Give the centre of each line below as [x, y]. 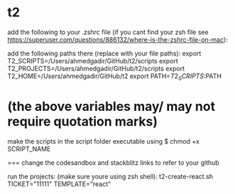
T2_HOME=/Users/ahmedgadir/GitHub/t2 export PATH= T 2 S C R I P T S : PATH [115, 77]
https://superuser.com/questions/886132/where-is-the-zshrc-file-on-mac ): [118, 39]
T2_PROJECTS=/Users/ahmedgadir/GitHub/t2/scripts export [96, 68]
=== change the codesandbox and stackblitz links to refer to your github [114, 162]
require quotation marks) [83, 121]
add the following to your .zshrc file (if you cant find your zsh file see [108, 32]
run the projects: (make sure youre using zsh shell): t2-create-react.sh [110, 176]
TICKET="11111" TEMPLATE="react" [59, 184]
